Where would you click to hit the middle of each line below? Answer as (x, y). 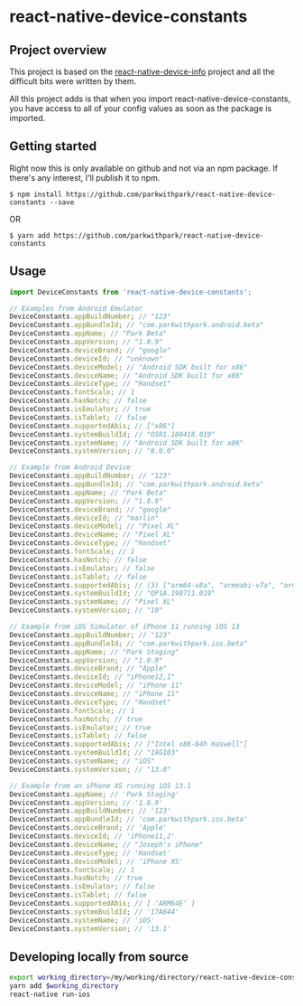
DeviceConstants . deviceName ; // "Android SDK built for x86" (127, 376)
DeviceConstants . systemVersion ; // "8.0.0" (92, 451)
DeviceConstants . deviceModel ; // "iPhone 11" (96, 686)
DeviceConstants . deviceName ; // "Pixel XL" (92, 535)
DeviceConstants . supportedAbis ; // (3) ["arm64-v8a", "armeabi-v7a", (143, 585)
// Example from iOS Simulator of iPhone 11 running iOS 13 (125, 626)
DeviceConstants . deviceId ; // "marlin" (84, 518)
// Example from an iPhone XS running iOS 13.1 (101, 785)
